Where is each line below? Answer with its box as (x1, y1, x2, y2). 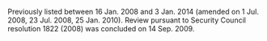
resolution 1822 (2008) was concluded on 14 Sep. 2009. (7, 24, 195, 33)
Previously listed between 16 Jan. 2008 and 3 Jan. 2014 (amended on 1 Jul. (7, 7, 260, 16)
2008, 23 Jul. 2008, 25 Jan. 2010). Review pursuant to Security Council (7, 15, 246, 25)
